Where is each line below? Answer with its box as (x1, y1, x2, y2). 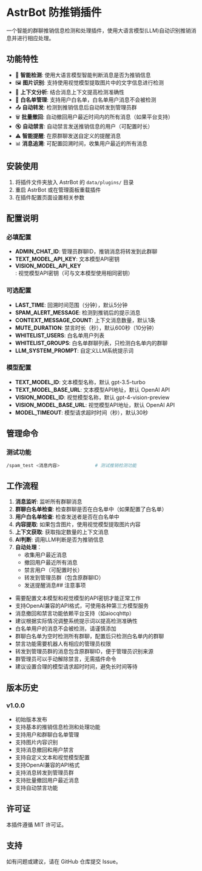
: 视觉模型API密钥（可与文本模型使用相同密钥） (15, 269, 133, 277)
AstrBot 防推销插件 (6, 5, 102, 19)
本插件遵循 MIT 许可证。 (6, 821, 67, 828)
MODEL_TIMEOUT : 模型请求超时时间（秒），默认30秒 (15, 409, 149, 416)
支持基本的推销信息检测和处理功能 (15, 723, 101, 730)
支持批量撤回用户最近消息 (15, 776, 79, 783)
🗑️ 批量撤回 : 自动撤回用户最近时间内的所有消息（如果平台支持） (15, 113, 174, 120)
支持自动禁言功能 (15, 784, 58, 791)
